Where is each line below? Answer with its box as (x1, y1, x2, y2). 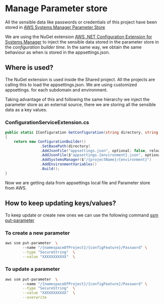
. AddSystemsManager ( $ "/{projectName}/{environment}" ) (40, 157, 152, 162)
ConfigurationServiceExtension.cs (5, 119, 89, 126)
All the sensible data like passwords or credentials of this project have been (5, 19, 157, 25)
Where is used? (5, 64, 54, 72)
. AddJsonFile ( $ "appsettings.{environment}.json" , (40, 152, 143, 158)
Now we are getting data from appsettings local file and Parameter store (5, 179, 150, 186)
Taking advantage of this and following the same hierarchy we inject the (5, 96, 150, 102)
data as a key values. (5, 107, 47, 112)
